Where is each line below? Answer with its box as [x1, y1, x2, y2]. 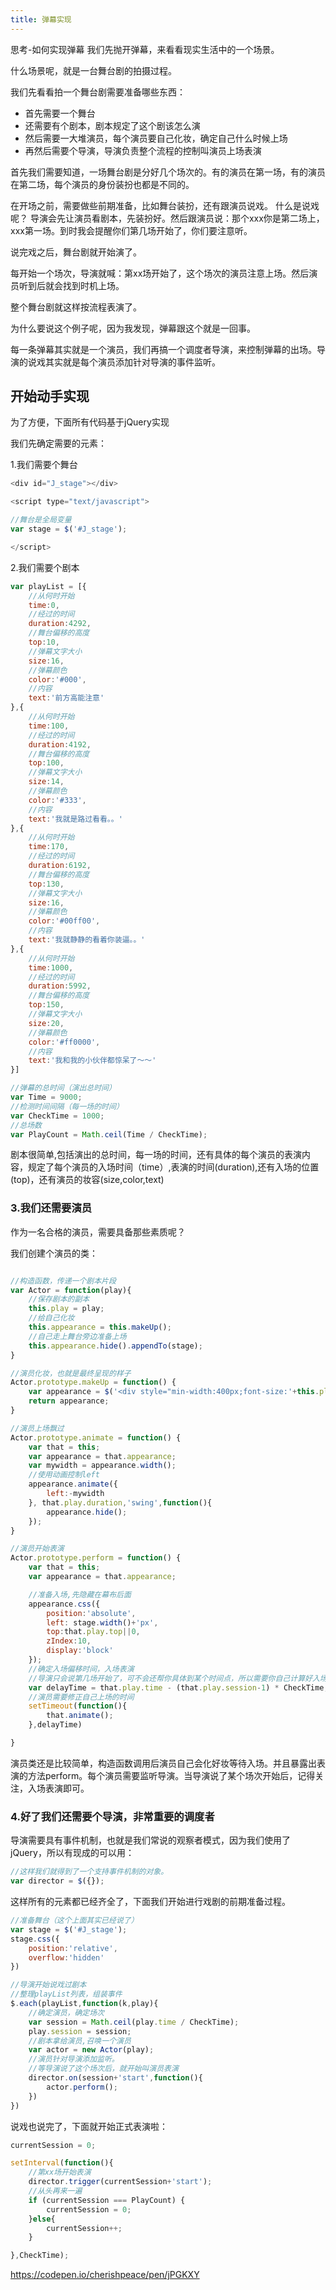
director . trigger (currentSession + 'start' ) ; [28, 2177, 213, 2187]
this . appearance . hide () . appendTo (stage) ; [28, 1341, 203, 1351]
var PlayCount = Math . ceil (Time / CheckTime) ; [10, 1129, 208, 1140]
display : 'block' [46, 1646, 114, 1656]
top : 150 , [28, 1000, 65, 1010]
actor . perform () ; [46, 2082, 118, 2092]
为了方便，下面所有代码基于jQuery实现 [10, 416, 170, 428]
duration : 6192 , [28, 861, 92, 871]
